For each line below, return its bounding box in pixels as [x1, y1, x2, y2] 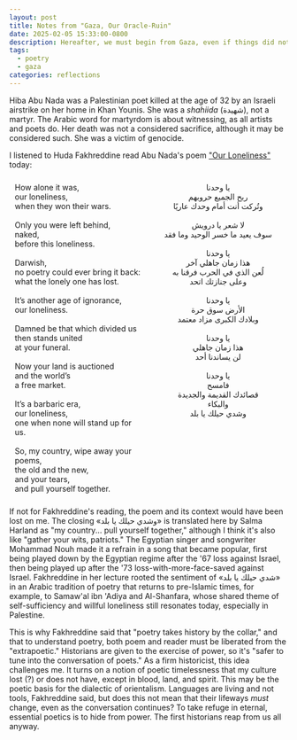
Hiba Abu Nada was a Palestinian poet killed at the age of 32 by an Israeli [9, 95, 276, 105]
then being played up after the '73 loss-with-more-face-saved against [9, 562, 264, 573]
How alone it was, [14, 182, 80, 192]
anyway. [9, 721, 40, 731]
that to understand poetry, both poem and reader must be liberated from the [9, 635, 287, 647]
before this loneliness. [14, 238, 95, 249]
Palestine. [9, 609, 46, 620]
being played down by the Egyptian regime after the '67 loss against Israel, [9, 553, 281, 564]
